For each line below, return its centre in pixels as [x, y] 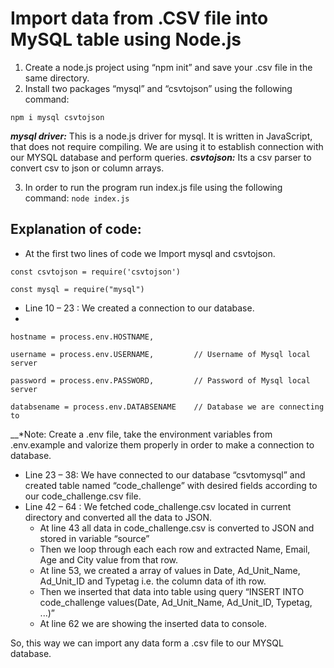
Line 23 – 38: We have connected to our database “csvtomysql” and [165, 474]
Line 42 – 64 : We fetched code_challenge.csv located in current [158, 506]
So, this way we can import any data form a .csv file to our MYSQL [147, 643]
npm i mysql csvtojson [57, 117]
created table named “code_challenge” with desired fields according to [171, 485]
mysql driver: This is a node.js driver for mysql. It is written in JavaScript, [161, 136]
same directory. [57, 78]
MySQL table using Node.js [126, 39]
